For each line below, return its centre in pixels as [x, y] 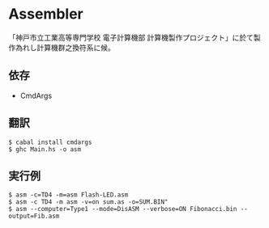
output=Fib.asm [34, 216]
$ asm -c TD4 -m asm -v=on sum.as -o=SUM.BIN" [88, 202]
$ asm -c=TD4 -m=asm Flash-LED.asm [68, 195]
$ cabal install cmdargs [50, 142]
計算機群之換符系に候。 [75, 47]
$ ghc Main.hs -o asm [45, 149]
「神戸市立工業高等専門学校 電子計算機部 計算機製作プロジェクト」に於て [131, 37]
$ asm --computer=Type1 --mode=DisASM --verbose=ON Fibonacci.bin [123, 209]
